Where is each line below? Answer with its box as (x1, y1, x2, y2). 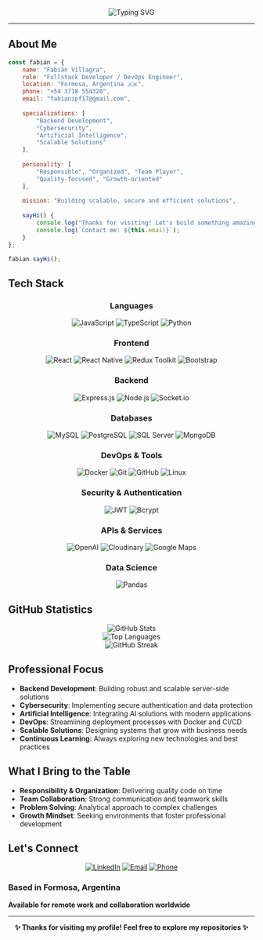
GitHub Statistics (8, 603, 93, 616)
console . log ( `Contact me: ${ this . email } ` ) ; (36, 226, 180, 234)
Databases (110, 412, 153, 423)
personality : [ (22, 161, 72, 169)
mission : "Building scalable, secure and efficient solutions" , (22, 197, 236, 205)
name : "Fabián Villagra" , (22, 66, 107, 74)
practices (19, 741, 51, 752)
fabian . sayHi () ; (8, 255, 61, 263)
